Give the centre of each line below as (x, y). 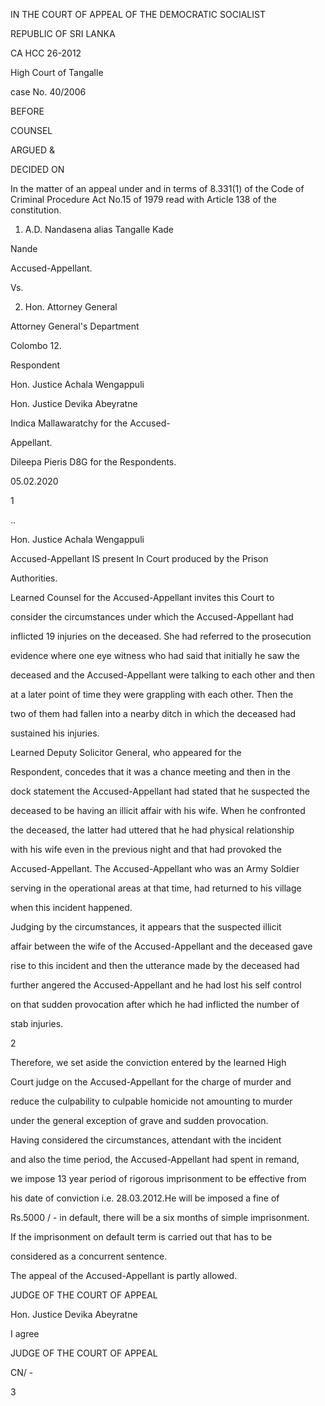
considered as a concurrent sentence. (89, 1256)
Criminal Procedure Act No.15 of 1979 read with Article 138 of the (143, 199)
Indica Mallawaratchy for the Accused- (90, 423)
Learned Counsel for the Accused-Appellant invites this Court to (142, 597)
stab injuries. (37, 1023)
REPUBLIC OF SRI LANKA (63, 33)
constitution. (36, 210)
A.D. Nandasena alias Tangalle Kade (99, 229)
